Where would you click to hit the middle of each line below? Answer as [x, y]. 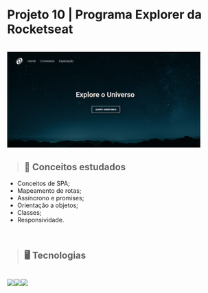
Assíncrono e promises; [50, 198]
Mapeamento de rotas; [49, 190]
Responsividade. [41, 220]
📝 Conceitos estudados [75, 167]
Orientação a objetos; [48, 205]
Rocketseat [40, 29]
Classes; [29, 212]
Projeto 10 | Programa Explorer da [105, 15]
